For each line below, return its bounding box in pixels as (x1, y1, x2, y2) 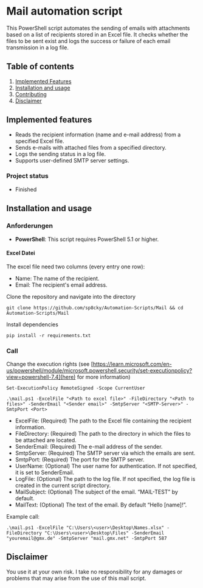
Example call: (6, 513, 40, 520)
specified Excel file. (15, 137, 64, 144)
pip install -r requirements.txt (6, 332, 91, 338)
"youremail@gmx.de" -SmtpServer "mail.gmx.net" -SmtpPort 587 (6, 536, 167, 542)
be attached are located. (15, 436, 77, 444)
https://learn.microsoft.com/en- (92, 360, 172, 368)
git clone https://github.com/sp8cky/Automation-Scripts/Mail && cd (6, 304, 184, 311)
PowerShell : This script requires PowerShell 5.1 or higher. (15, 236, 159, 243)
